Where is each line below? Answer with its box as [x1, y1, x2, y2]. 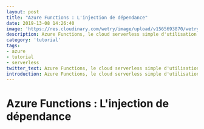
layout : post [6, 8, 39, 15]
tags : [6, 43, 20, 49]
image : [6, 25, 23, 32]
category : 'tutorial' [6, 37, 61, 43]
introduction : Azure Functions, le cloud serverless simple [6, 71, 162, 77]
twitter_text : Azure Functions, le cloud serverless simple [6, 65, 162, 71]
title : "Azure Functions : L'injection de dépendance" [6, 15, 148, 21]
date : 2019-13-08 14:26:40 [6, 20, 75, 26]
